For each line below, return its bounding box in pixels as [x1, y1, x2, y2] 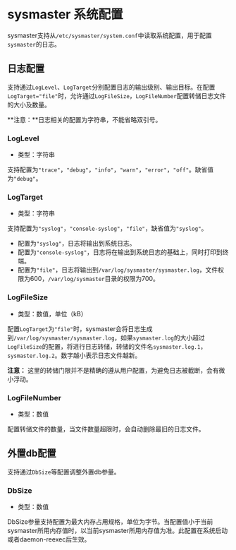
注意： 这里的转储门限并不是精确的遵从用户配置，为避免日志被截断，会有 [7, 366, 219, 374]
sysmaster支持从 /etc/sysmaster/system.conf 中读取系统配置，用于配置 [7, 31, 213, 40]
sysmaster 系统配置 [7, 6, 123, 23]
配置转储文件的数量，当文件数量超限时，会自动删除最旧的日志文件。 [7, 424, 205, 433]
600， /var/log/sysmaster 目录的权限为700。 [30, 275, 160, 283]
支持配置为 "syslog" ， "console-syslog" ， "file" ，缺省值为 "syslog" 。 [7, 224, 208, 233]
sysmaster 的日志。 [7, 40, 61, 48]
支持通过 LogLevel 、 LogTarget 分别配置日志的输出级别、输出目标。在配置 [7, 83, 216, 91]
